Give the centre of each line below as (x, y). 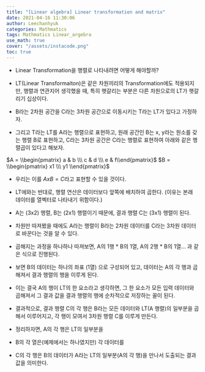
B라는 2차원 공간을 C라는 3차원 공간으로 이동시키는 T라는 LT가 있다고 (98, 112)
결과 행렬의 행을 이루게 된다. (65, 275)
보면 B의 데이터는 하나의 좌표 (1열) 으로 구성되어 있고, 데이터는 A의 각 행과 (103, 267)
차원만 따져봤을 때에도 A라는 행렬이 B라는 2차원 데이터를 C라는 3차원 (98, 226)
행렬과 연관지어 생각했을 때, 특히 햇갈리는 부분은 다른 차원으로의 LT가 (106, 91)
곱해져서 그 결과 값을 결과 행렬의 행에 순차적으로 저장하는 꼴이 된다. (95, 295)
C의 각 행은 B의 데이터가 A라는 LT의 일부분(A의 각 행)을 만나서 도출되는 (100, 355)
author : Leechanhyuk (33, 23)
